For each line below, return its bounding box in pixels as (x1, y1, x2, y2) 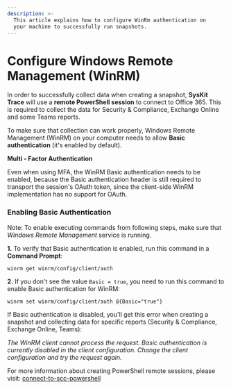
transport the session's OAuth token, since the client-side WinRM (7, 183, 194, 191)
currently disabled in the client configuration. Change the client (7, 345, 189, 354)
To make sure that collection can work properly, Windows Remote (7, 126, 196, 135)
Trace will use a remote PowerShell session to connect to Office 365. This (7, 98, 222, 106)
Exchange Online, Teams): (7, 324, 82, 333)
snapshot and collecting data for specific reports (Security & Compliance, (7, 317, 217, 326)
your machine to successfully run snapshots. (13, 23, 148, 30)
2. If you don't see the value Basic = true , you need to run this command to (7, 277, 225, 285)
